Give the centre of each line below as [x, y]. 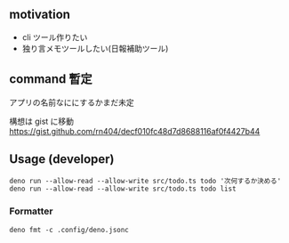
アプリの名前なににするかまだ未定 [72, 102]
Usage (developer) [62, 159]
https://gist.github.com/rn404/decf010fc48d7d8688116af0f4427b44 [135, 131]
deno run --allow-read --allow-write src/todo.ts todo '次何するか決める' [145, 182]
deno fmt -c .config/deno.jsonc [69, 230]
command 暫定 [51, 79]
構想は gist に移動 [41, 121]
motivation [40, 15]
